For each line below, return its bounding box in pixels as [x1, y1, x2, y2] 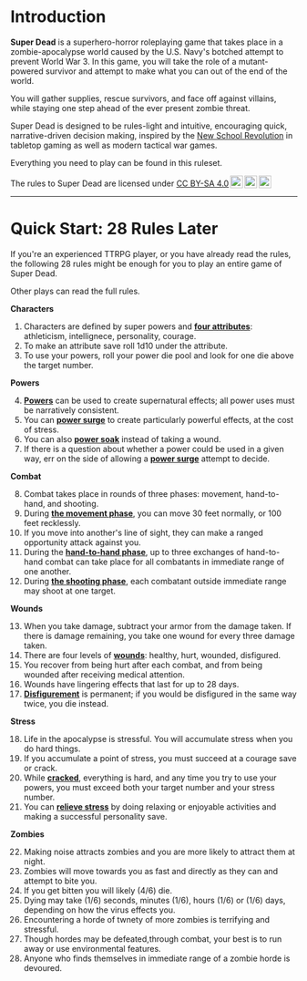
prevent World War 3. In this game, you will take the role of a [10, 56, 237, 67]
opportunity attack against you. [23, 536, 142, 548]
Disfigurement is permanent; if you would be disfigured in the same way [23, 688, 297, 699]
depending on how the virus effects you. [23, 904, 176, 915]
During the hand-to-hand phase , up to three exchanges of [23, 546, 245, 557]
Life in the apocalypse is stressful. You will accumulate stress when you [23, 733, 293, 744]
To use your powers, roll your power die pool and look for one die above [23, 349, 294, 361]
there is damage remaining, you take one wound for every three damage [23, 630, 295, 641]
